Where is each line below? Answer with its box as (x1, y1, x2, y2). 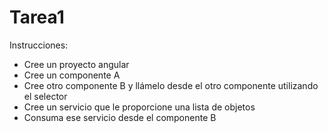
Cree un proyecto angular (23, 58, 130, 70)
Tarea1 (9, 6, 65, 29)
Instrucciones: (9, 39, 69, 51)
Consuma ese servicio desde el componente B (23, 111, 217, 123)
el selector (23, 90, 68, 102)
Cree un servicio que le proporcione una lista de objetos (23, 101, 256, 113)
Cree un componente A (23, 69, 121, 81)
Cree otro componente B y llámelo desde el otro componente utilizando (23, 79, 319, 91)
